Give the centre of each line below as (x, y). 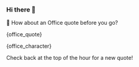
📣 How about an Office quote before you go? (62, 23)
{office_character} (29, 46)
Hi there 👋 (21, 10)
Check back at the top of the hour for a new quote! (70, 58)
